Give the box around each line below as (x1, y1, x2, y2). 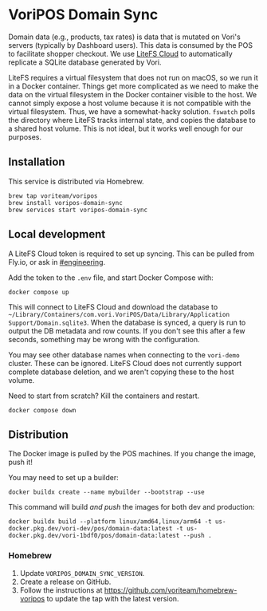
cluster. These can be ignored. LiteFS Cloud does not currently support (8, 358, 242, 368)
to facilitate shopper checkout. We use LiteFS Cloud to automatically (8, 49, 233, 58)
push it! (8, 457, 33, 467)
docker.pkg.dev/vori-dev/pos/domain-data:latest (8, 525, 173, 533)
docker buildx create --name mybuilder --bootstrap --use (8, 488, 205, 496)
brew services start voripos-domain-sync (8, 206, 148, 214)
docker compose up (8, 288, 69, 296)
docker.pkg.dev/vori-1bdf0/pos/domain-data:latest (8, 532, 180, 540)
